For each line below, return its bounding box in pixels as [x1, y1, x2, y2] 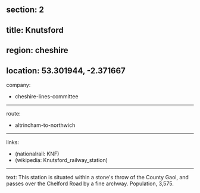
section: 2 [6, 5, 45, 15]
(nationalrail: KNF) [14, 150, 60, 157]
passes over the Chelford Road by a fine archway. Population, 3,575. [6, 180, 174, 187]
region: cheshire [6, 45, 68, 55]
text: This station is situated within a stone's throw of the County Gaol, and [6, 173, 189, 180]
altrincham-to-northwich [14, 122, 76, 129]
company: [6, 81, 31, 88]
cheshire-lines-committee [14, 92, 79, 100]
